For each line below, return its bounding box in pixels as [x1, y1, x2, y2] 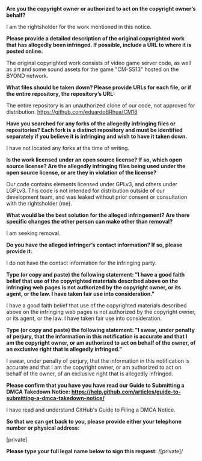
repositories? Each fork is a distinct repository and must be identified [6, 127, 183, 133]
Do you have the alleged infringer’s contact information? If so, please [6, 241, 183, 248]
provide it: [6, 248, 32, 255]
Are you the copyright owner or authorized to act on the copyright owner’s [6, 5, 196, 12]
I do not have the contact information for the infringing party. [6, 259, 157, 266]
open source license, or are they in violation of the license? [6, 169, 157, 176]
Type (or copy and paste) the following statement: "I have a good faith [6, 271, 185, 278]
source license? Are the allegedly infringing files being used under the [6, 163, 186, 169]
